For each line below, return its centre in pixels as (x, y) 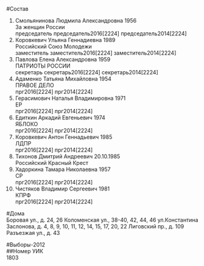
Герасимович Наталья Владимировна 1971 (70, 98)
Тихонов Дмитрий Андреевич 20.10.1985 (68, 156)
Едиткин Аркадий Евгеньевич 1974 (60, 117)
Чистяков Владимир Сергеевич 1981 (62, 189)
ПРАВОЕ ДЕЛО (35, 85)
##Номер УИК (25, 251)
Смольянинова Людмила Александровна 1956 (76, 20)
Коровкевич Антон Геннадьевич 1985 (64, 137)
